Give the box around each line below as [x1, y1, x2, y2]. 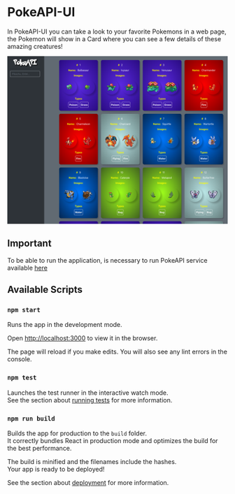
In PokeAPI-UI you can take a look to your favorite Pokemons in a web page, [7, 27, 227, 36]
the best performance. [7, 444, 72, 452]
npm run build [7, 414, 55, 423]
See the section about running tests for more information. [7, 395, 173, 404]
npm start [7, 305, 41, 314]
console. [7, 355, 33, 363]
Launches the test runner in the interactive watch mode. [7, 388, 169, 397]
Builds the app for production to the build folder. [7, 429, 148, 437]
